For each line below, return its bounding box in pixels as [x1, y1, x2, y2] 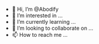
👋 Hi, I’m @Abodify [11, 6, 59, 12]
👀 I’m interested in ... [11, 12, 63, 19]
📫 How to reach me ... [11, 32, 68, 38]
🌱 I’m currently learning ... [11, 18, 76, 25]
